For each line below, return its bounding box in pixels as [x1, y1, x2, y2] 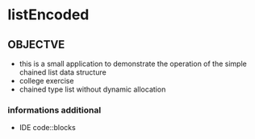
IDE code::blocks [19, 123, 76, 133]
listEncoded [7, 6, 90, 24]
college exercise [19, 76, 74, 85]
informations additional [7, 104, 102, 116]
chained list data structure [19, 67, 107, 77]
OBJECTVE [7, 38, 65, 51]
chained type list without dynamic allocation [19, 84, 166, 94]
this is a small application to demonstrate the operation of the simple [19, 59, 247, 68]
